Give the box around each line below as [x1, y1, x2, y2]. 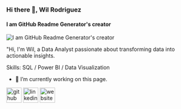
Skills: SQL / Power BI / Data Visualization [6, 64, 111, 71]
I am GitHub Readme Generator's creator [6, 21, 111, 28]
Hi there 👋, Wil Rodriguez [6, 5, 82, 14]
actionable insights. [6, 52, 55, 59]
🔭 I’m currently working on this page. [15, 76, 108, 83]
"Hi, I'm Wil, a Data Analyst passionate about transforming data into [6, 45, 175, 53]
